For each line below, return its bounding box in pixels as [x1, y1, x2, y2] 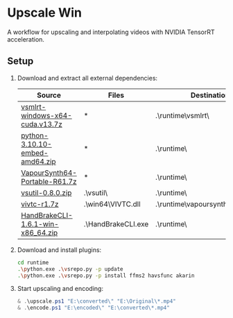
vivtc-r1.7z [20, 199, 59, 209]
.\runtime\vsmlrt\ [155, 110, 209, 120]
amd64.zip [20, 156, 57, 166]
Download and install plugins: [17, 245, 102, 254]
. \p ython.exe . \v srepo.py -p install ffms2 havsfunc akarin [17, 272, 195, 279]
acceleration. [7, 35, 45, 43]
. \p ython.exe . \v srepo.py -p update [17, 265, 123, 272]
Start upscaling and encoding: [17, 285, 104, 293]
